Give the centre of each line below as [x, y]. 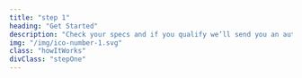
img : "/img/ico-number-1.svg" [66, 43]
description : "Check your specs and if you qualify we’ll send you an [144, 34]
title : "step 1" [40, 17]
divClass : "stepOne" [48, 59]
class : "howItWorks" [48, 51]
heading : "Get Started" [54, 26]
